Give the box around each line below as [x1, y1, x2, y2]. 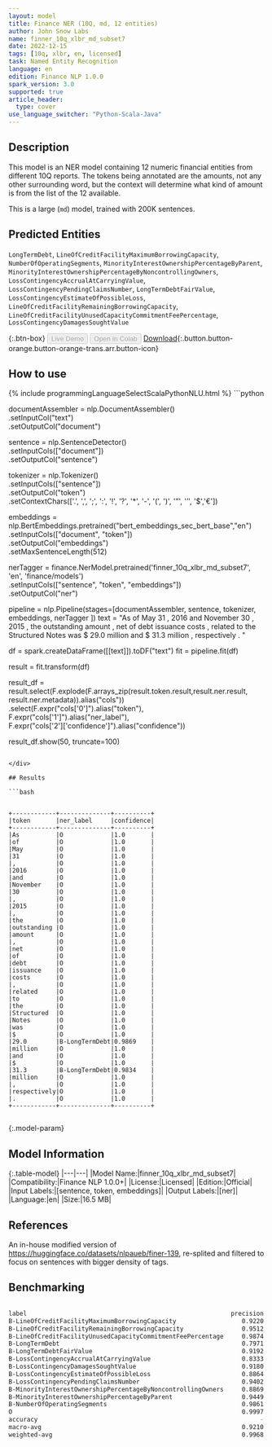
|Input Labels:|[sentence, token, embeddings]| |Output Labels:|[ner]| [8, 1186, 239, 1196]
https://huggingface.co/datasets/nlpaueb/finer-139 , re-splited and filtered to [8, 1248, 265, 1259]
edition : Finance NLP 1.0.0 [8, 73, 104, 81]
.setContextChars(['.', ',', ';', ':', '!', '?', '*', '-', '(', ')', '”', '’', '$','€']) [8, 496, 218, 506]
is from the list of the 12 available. [8, 188, 121, 198]
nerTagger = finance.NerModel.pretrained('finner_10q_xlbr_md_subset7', [8, 563, 251, 573]
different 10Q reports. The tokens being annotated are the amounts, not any [8, 170, 262, 180]
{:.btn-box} [8, 333, 46, 343]
